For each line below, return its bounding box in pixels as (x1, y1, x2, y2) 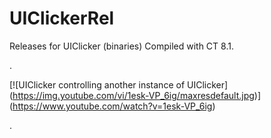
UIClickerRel (9, 7, 115, 30)
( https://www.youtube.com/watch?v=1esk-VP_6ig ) (9, 100, 216, 112)
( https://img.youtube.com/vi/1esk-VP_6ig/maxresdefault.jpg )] (9, 89, 262, 101)
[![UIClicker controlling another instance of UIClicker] (9, 78, 229, 91)
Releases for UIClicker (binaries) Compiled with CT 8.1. (9, 40, 234, 52)
